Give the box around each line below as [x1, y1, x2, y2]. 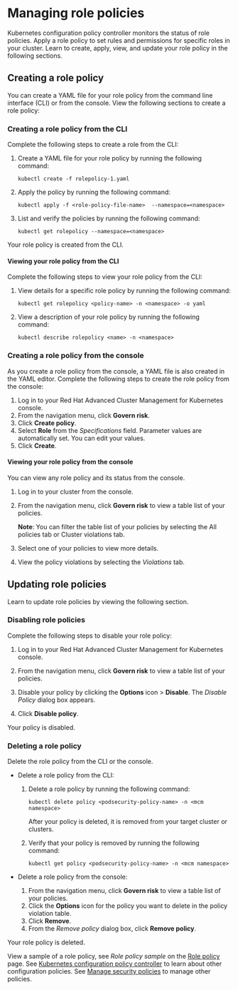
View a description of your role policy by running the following [17, 312, 200, 322]
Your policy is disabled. [7, 723, 76, 732]
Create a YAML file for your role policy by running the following [17, 154, 202, 163]
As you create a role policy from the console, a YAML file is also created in [7, 367, 225, 375]
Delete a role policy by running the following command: [28, 785, 190, 793]
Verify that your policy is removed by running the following [28, 839, 200, 847]
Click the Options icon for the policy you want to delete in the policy [28, 902, 228, 910]
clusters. [28, 825, 54, 834]
